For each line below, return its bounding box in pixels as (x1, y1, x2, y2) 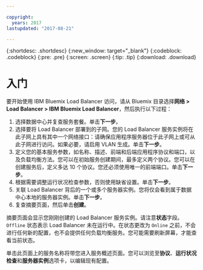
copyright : (6, 14, 34, 20)
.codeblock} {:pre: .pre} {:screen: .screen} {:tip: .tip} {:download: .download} (6, 54, 196, 61)
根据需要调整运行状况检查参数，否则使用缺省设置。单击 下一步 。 (14, 179, 174, 186)
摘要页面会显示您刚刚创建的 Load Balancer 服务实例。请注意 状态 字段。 (6, 214, 183, 221)
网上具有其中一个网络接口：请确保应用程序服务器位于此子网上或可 (25, 133, 190, 141)
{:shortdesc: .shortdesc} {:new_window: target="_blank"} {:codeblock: (6, 47, 182, 54)
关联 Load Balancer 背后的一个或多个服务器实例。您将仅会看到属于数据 (14, 186, 192, 193)
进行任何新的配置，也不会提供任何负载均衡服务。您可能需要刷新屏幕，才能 (6, 229, 192, 236)
